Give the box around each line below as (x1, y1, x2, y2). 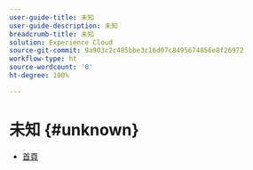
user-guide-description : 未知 (9, 21, 118, 30)
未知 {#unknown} (9, 119, 139, 140)
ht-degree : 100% (9, 71, 69, 80)
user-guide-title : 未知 (9, 12, 95, 22)
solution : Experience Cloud (9, 37, 114, 47)
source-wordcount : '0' (9, 63, 93, 72)
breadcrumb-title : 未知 (9, 29, 95, 38)
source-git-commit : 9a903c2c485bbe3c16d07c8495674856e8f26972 (9, 46, 244, 55)
